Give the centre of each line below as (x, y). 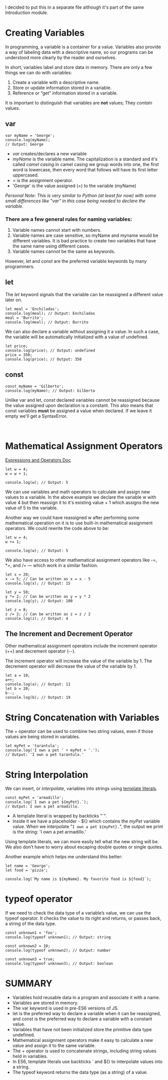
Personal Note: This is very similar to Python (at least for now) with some (81, 195)
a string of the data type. (31, 924)
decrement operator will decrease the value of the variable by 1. (71, 666)
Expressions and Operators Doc (38, 460)
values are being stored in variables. (43, 737)
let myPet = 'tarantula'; (32, 746)
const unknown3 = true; (30, 959)
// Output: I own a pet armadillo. (42, 806)
